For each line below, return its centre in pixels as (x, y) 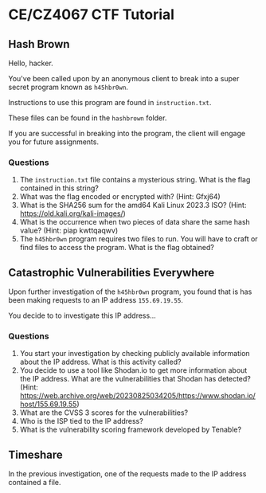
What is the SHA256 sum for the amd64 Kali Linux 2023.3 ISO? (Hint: (133, 205)
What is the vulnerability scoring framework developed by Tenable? (130, 430)
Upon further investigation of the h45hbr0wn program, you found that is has (130, 291)
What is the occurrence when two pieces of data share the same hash (135, 222)
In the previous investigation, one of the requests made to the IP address (127, 474)
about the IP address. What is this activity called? (100, 362)
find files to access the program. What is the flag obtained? (117, 248)
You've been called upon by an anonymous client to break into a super (124, 78)
